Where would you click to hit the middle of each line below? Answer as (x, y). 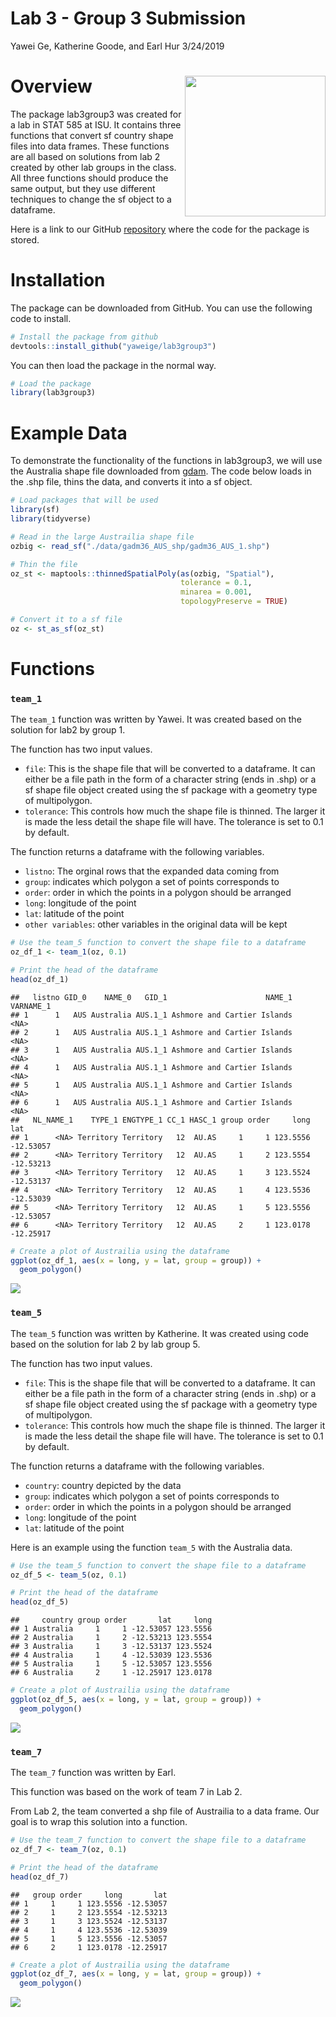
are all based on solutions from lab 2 (85, 156)
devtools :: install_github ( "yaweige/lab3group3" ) (113, 346)
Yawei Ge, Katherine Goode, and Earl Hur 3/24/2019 (117, 46)
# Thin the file (44, 564)
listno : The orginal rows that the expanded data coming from (152, 871)
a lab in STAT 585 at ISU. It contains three (96, 124)
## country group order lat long (111, 1620)
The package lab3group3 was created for (96, 114)
